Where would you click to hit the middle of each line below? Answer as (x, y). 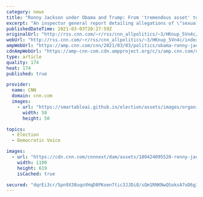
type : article (24, 57)
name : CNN (24, 90)
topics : (16, 129)
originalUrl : (23, 34)
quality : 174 (23, 62)
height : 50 (36, 118)
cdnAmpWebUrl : (24, 51)
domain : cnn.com (32, 96)
